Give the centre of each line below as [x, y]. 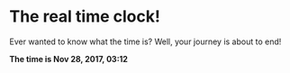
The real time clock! [85, 17]
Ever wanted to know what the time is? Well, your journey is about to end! [145, 41]
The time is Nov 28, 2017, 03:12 [69, 59]
